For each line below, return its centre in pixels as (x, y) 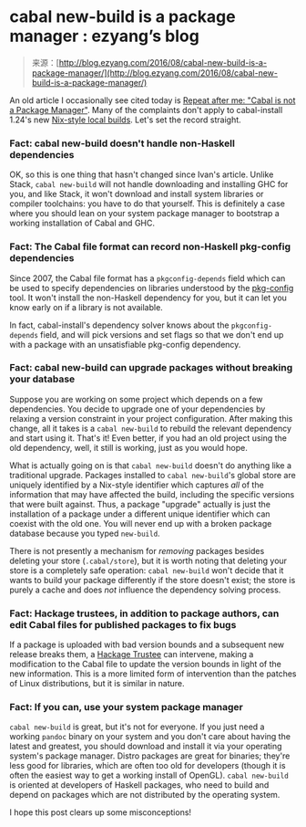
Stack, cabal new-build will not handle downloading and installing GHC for (149, 184)
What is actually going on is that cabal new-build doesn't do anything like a (151, 465)
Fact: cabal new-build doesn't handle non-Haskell (122, 143)
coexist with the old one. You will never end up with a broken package (141, 523)
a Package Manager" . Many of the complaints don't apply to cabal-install (146, 110)
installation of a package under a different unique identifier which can (140, 514)
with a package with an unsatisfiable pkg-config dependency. (125, 344)
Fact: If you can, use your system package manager (126, 707)
